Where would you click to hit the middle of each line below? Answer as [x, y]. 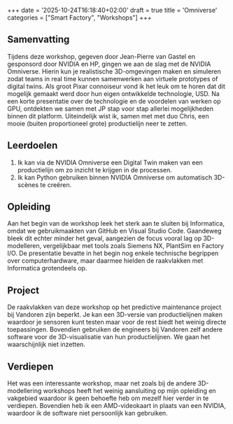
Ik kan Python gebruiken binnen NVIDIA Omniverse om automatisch [115, 177]
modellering [24, 391]
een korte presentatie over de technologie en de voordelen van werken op [114, 101]
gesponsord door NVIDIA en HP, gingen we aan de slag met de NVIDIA [109, 64]
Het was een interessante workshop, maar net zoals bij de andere [102, 383]
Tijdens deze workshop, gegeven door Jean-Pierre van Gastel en [101, 56]
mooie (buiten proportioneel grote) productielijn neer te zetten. [97, 123]
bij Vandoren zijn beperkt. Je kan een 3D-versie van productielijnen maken [115, 315]
